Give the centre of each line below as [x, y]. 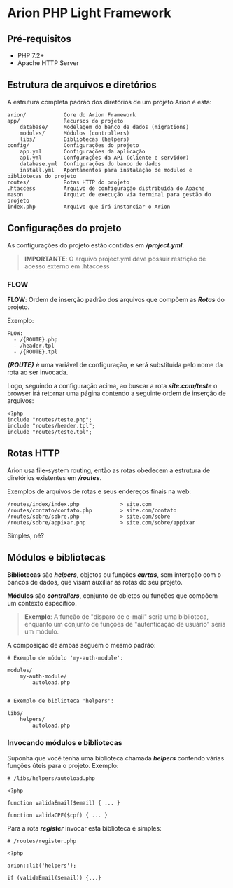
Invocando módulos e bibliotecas [65, 743]
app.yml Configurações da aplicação [83, 151]
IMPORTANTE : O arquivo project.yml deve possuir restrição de [115, 259]
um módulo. [42, 631]
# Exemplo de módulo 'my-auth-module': [65, 658]
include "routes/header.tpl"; [51, 425]
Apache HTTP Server [48, 63]
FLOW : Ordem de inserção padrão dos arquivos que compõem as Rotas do [116, 299]
